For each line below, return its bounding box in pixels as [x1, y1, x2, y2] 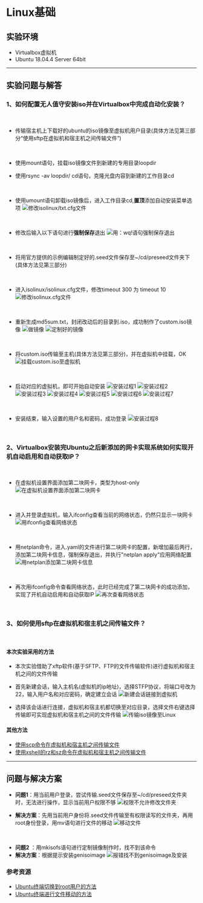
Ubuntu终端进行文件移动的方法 [14, 890, 92, 898]
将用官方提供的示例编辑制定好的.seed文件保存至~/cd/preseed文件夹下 [14, 253, 190, 261]
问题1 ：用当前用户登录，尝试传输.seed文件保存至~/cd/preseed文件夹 [14, 791, 187, 798]
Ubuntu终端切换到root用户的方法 [14, 882, 97, 890]
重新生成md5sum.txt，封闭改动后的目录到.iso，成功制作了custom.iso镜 [14, 318, 192, 325]
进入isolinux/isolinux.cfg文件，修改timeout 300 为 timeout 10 [14, 286, 166, 293]
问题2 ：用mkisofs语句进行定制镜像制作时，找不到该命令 [14, 844, 156, 851]
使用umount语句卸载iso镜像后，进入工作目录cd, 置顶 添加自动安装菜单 [14, 197, 187, 204]
